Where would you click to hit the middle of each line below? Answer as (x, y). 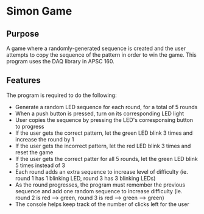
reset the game (34, 152)
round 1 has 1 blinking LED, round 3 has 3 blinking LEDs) (85, 178)
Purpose (23, 34)
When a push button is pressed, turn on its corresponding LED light (100, 113)
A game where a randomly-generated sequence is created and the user (96, 48)
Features (23, 80)
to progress (30, 126)
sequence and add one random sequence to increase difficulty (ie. (99, 191)
